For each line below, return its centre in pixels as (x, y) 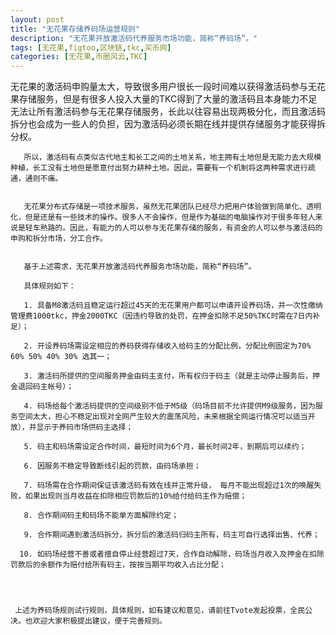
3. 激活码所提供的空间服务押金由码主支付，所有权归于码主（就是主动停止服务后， (168, 376)
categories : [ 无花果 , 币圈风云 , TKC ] (79, 57)
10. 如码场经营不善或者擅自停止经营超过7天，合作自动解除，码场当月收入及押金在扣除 (172, 554)
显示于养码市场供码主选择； (85, 427)
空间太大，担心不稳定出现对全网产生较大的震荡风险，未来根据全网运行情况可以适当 (162, 417)
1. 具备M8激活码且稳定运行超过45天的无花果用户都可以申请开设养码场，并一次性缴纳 (173, 306)
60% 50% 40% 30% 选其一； (61, 357)
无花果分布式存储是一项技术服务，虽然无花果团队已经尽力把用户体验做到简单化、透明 (172, 207)
